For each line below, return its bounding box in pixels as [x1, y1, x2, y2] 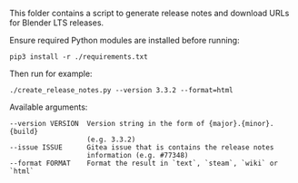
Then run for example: [9, 68, 93, 79]
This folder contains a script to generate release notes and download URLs [9, 8, 290, 18]
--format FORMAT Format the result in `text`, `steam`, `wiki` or [9, 159, 279, 168]
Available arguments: [9, 101, 88, 112]
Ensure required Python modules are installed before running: [9, 35, 240, 45]
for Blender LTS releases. [9, 17, 104, 28]
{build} [9, 127, 39, 136]
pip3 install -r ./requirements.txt [9, 53, 148, 62]
